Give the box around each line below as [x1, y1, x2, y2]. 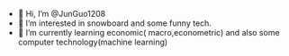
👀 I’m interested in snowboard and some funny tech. [17, 18, 212, 28]
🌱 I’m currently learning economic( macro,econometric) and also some [17, 28, 281, 37]
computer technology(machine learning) [17, 36, 168, 47]
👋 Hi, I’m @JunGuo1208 [17, 9, 106, 19]
